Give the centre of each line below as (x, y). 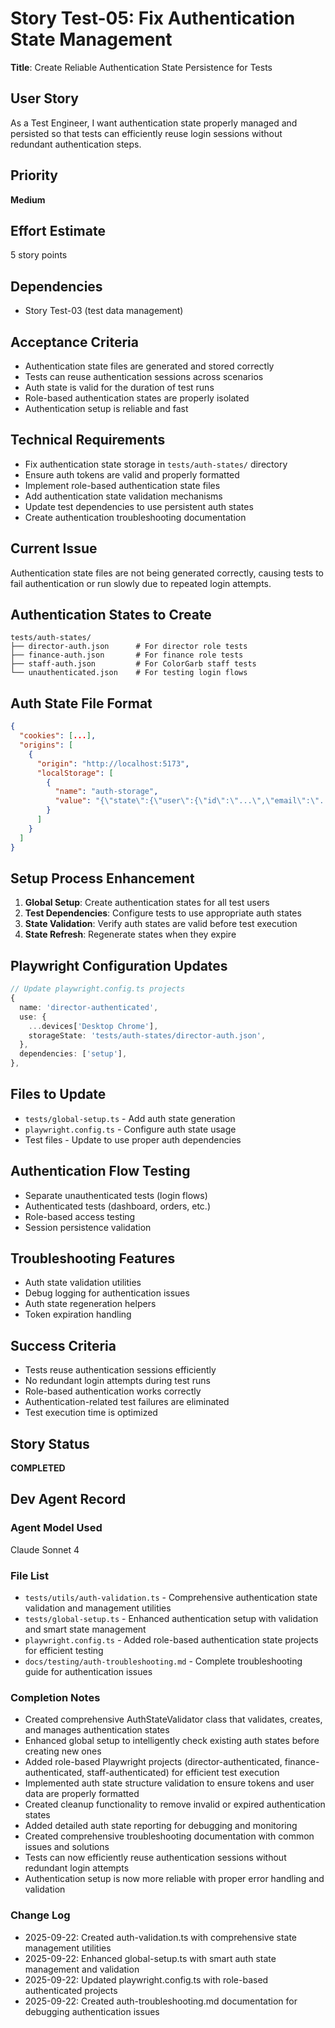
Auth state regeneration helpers (90, 1304)
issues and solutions (67, 1847)
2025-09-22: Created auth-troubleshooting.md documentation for (161, 2001)
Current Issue (54, 548)
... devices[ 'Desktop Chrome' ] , (93, 1026)
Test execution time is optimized (91, 1413)
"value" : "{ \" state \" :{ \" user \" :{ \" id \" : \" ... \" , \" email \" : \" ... (193, 801)
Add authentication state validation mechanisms (123, 496)
